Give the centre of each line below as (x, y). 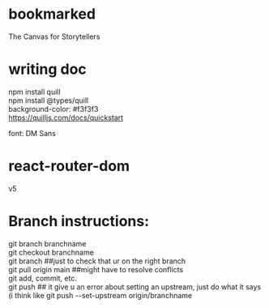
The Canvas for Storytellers (54, 36)
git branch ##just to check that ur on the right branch (97, 261)
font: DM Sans (32, 133)
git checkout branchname (51, 252)
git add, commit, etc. (43, 278)
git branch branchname (47, 243)
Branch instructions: (79, 221)
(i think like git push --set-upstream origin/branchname (100, 295)
